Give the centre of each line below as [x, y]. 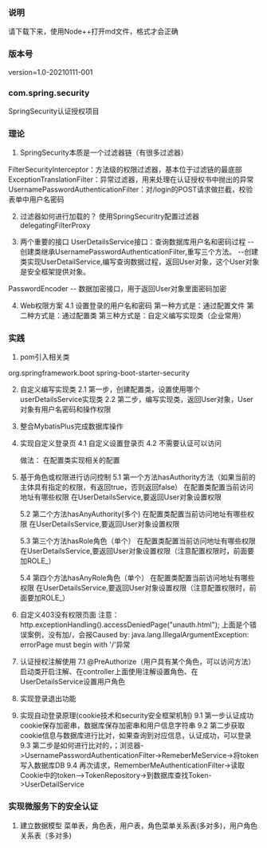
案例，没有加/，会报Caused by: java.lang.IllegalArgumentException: [138, 635]
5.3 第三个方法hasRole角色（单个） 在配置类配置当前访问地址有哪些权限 [138, 541]
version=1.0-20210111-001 [51, 72]
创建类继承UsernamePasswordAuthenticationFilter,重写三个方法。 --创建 [139, 252]
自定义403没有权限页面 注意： [69, 615]
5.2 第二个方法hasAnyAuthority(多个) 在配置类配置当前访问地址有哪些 [133, 514]
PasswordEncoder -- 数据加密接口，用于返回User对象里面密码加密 [118, 289]
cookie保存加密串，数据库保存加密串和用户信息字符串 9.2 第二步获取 [132, 726]
